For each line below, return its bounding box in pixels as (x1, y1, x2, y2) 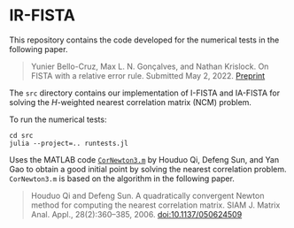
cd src (9, 131, 34, 140)
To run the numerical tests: (9, 114, 107, 125)
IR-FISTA (9, 5, 75, 26)
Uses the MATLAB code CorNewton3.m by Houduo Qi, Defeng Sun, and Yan (9, 154, 280, 164)
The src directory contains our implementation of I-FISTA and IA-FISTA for (9, 87, 281, 98)
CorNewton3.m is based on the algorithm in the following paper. (9, 173, 235, 184)
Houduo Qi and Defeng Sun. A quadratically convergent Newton (30, 190, 265, 201)
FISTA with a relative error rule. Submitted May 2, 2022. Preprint (30, 70, 266, 80)
